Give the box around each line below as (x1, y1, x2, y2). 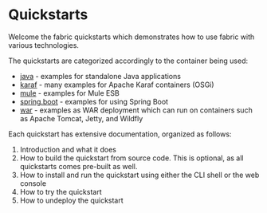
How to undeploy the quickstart (19, 195, 124, 205)
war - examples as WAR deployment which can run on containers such (19, 105, 253, 115)
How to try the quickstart (19, 187, 102, 196)
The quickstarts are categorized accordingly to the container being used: (8, 56, 249, 65)
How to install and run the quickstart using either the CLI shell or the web (19, 170, 260, 179)
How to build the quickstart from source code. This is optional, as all (19, 153, 244, 163)
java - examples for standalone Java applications (19, 71, 182, 81)
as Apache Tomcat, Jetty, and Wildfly (19, 113, 143, 123)
